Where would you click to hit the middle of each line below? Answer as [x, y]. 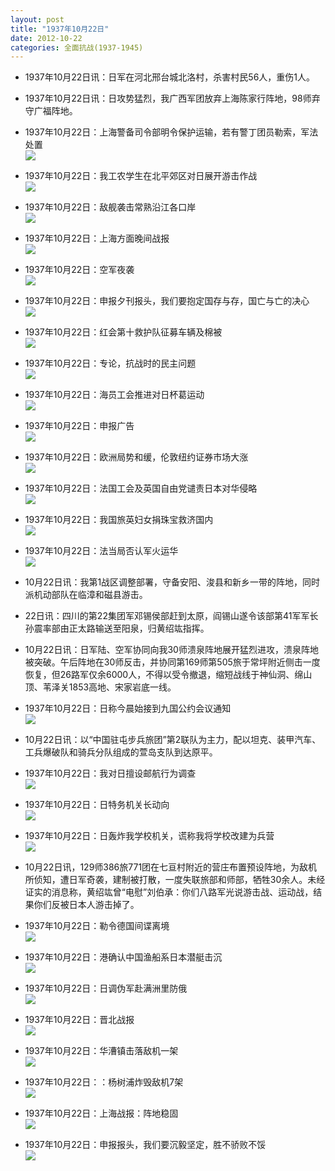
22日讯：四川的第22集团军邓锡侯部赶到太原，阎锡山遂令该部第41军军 [167, 616]
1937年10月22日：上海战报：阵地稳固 [101, 1113]
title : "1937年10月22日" [60, 29]
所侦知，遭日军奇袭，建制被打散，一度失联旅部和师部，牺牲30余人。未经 [175, 880]
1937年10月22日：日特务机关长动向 [97, 805]
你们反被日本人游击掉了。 [86, 905]
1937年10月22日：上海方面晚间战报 [97, 238]
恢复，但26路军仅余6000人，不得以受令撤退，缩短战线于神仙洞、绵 [164, 675]
